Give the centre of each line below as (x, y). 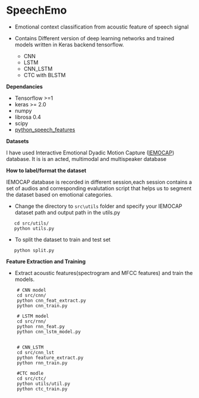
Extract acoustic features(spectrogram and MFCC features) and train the (104, 273)
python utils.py (34, 228)
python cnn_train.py (42, 306)
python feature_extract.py (50, 358)
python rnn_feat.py (41, 326)
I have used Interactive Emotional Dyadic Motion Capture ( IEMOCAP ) (90, 153)
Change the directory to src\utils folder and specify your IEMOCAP (98, 206)
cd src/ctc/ (31, 378)
